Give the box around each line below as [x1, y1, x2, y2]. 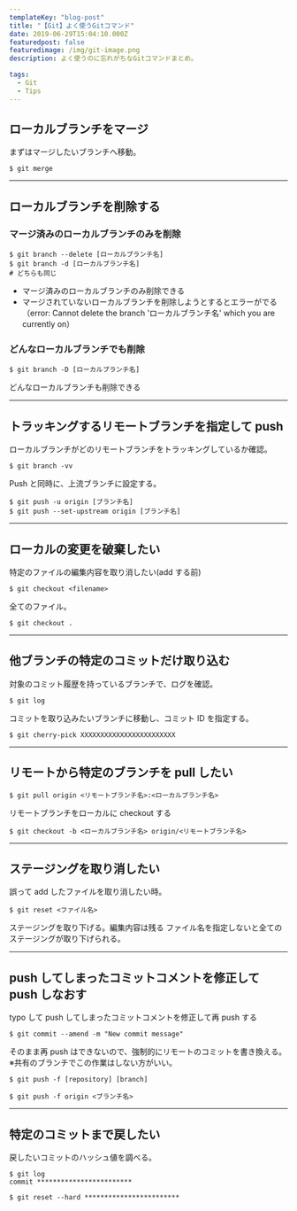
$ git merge [9, 165, 53, 174]
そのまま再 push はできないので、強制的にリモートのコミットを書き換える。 [9, 1046, 287, 1057]
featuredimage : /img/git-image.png [9, 46, 141, 55]
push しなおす [9, 987, 88, 1002]
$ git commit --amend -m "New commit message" [9, 1029, 184, 1039]
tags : [9, 70, 29, 80]
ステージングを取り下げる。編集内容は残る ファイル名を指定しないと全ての [9, 922, 283, 933]
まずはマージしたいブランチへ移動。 [9, 147, 141, 158]
